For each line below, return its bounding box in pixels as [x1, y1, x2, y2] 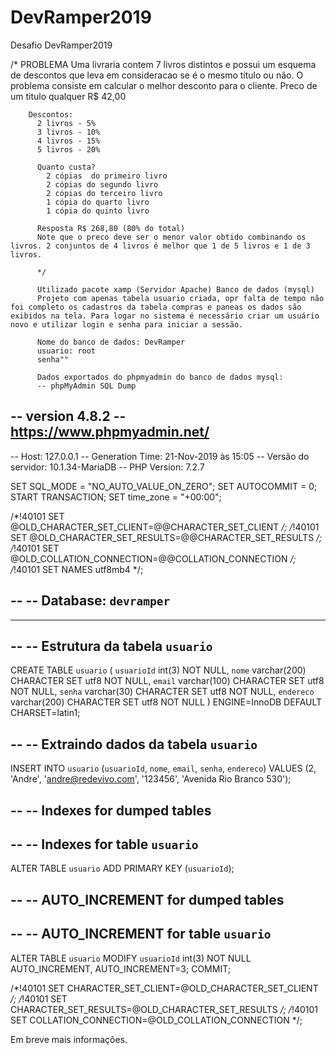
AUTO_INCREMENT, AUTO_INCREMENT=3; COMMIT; [10, 962, 231, 975]
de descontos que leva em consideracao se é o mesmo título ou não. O [10, 69, 304, 81]
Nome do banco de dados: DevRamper [36, 337, 186, 347]
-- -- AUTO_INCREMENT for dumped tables [10, 891, 285, 908]
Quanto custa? [36, 162, 97, 172]
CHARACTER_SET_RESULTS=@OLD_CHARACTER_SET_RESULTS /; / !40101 [10, 1003, 319, 1015]
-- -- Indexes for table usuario [10, 836, 199, 853]
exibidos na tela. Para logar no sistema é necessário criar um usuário [10, 311, 320, 321]
